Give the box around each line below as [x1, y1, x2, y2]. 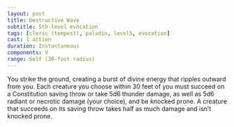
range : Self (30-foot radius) [7, 56, 96, 63]
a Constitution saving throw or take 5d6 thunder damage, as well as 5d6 [7, 89, 214, 98]
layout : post [7, 10, 45, 17]
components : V [7, 50, 49, 57]
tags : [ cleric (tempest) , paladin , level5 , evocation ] [7, 29, 170, 37]
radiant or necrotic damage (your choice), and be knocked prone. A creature [7, 97, 228, 105]
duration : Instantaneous [7, 43, 80, 50]
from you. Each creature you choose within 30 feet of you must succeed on [7, 82, 225, 91]
